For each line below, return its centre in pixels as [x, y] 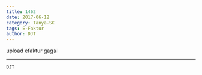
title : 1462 [21, 12]
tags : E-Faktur [25, 28]
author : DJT [21, 34]
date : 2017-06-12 [28, 17]
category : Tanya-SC [31, 23]
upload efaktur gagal [32, 51]
